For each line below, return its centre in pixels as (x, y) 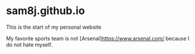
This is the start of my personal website (54, 27)
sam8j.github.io (45, 11)
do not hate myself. (29, 45)
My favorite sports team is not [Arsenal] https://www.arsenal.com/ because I (98, 38)
